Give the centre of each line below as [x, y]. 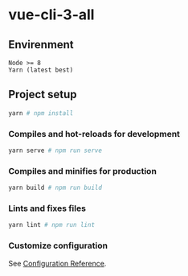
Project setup [43, 95]
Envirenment [41, 45]
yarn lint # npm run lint [51, 225]
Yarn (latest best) [41, 70]
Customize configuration [58, 245]
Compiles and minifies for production [82, 171]
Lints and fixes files [47, 208]
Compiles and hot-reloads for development [94, 134]
